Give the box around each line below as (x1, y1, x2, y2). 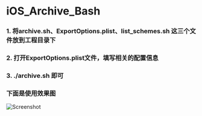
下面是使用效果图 (6, 89, 56, 97)
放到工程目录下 (12, 36, 56, 45)
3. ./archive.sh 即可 (6, 71, 64, 80)
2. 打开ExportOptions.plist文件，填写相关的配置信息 (6, 54, 159, 62)
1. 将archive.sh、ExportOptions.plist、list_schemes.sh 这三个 (6, 27, 190, 36)
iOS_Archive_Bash (6, 4, 101, 18)
